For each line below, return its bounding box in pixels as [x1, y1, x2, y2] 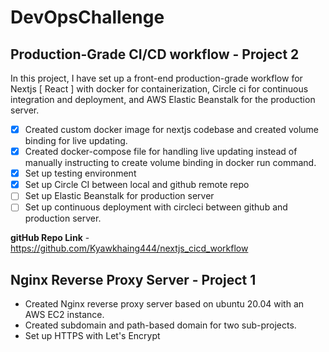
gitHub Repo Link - [10, 232, 90, 244]
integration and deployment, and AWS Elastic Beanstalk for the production [10, 94, 316, 105]
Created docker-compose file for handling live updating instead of [24, 146, 298, 158]
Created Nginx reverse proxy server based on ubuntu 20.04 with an [24, 298, 305, 310]
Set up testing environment [24, 167, 137, 180]
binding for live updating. [24, 135, 128, 147]
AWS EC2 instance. [24, 309, 105, 321]
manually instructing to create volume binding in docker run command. [24, 157, 317, 169]
